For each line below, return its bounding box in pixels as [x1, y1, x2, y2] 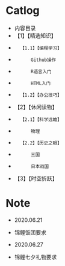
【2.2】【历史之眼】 [20, 140, 62, 146]
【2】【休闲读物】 [14, 103, 58, 111]
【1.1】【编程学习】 [20, 45, 62, 51]
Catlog [5, 4, 40, 18]
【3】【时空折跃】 [14, 175, 58, 182]
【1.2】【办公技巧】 [20, 92, 62, 98]
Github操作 [30, 57, 57, 63]
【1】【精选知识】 [14, 31, 57, 39]
